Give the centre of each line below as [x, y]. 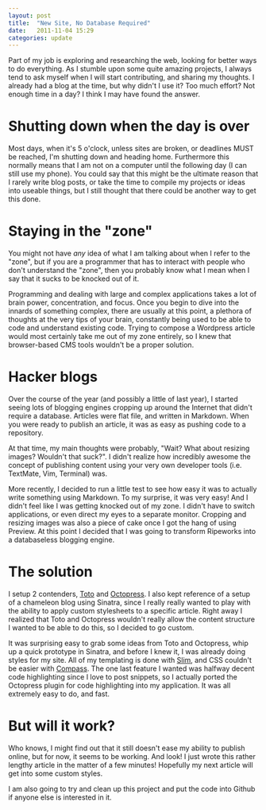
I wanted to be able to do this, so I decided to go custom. [101, 628]
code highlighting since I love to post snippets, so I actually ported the [123, 677]
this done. [25, 199]
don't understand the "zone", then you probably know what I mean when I [129, 271]
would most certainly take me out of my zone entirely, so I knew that [120, 337]
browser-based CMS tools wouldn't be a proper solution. [101, 345]
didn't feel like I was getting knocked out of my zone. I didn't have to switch [132, 506]
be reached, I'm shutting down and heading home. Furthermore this [119, 157]
